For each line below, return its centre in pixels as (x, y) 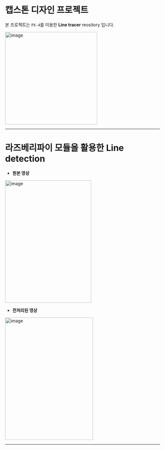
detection (25, 159)
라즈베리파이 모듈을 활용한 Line (65, 148)
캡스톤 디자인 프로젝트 (47, 10)
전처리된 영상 (25, 310)
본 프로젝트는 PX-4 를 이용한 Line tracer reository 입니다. (60, 25)
